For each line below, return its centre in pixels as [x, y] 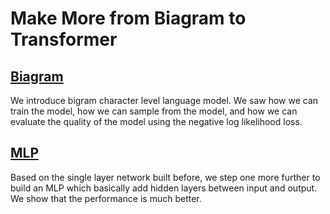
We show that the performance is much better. [106, 198]
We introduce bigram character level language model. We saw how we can [164, 100]
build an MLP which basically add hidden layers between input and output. [164, 188]
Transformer [64, 39]
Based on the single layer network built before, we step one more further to [165, 177]
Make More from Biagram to [128, 18]
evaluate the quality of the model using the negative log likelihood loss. [156, 121]
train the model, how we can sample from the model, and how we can [154, 111]
